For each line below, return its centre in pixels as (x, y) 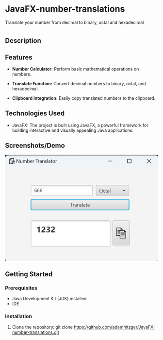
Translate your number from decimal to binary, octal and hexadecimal (74, 22)
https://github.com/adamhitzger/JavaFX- (114, 327)
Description (23, 41)
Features (19, 57)
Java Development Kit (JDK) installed (49, 299)
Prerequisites (21, 288)
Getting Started (29, 274)
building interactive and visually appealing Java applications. (73, 130)
